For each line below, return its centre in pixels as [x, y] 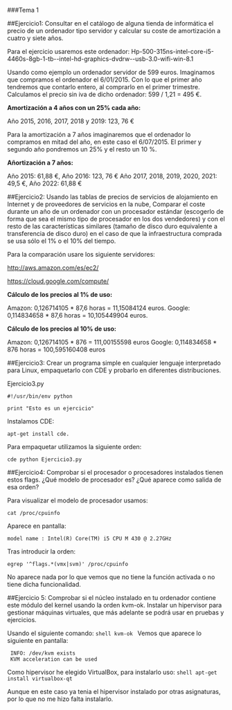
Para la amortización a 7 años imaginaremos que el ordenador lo [99, 135]
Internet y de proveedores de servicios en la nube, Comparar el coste [106, 204]
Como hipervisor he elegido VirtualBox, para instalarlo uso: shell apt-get [112, 672]
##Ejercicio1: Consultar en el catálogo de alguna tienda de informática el [110, 23]
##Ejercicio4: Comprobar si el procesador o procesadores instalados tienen [115, 472]
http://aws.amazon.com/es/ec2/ [53, 268]
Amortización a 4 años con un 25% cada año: [74, 108]
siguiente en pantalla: [38, 640]
